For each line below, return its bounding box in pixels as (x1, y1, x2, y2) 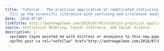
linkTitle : (5, 20, 27, 26)
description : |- (5, 30, 38, 34)
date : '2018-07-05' (5, 16, 45, 21)
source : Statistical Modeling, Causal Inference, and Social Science (5, 25, 150, 30)
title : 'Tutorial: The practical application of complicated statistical (5, 7, 161, 12)
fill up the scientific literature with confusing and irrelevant (9, 12, 147, 17)
